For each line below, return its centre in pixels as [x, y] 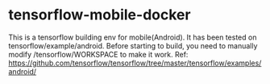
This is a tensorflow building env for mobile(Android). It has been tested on [133, 37]
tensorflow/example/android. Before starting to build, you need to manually [133, 45]
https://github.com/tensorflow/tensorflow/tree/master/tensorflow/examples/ [135, 63]
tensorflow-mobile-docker [100, 15]
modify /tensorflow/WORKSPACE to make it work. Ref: [98, 54]
